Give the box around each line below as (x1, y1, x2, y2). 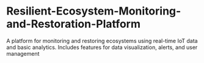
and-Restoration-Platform (6, 17, 141, 31)
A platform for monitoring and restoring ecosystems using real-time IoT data (6, 37, 198, 44)
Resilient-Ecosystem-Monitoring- (6, 4, 181, 18)
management (6, 50, 40, 57)
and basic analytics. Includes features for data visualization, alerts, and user (6, 44, 198, 51)
